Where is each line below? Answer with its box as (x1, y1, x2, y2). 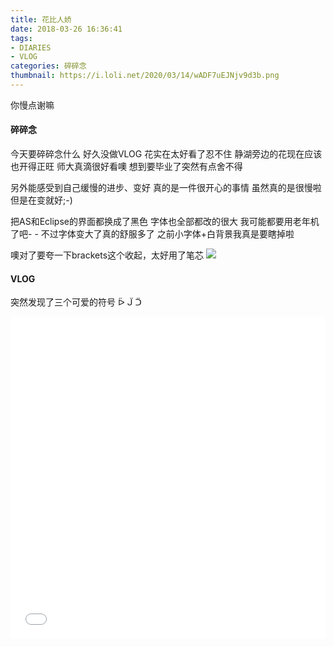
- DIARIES (10, 42, 52, 53)
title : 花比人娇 (10, 14, 72, 25)
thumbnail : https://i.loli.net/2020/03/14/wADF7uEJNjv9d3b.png (10, 71, 280, 81)
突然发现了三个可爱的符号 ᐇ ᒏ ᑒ (10, 296, 142, 308)
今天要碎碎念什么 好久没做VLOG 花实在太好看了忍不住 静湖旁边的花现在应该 (10, 148, 323, 160)
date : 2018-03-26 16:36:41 (10, 24, 123, 34)
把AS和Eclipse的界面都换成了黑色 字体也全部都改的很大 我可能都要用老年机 (10, 216, 320, 228)
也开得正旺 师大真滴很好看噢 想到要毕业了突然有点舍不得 (10, 161, 243, 173)
